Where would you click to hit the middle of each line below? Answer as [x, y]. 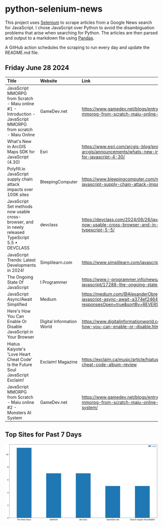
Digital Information [58, 322]
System [15, 417]
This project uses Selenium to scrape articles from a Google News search [79, 22]
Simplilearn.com [56, 262]
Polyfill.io [16, 169]
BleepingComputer [59, 181]
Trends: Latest [21, 260]
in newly [16, 227]
